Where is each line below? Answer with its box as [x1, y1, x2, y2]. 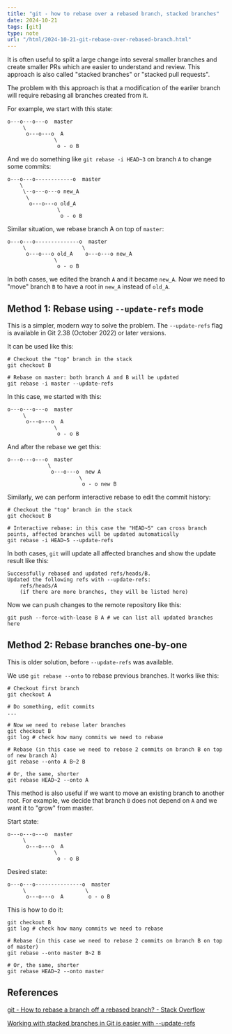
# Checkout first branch [7, 685, 79, 692]
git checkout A [7, 691, 52, 698]
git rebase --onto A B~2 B [7, 758, 86, 765]
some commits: [7, 162, 52, 171]
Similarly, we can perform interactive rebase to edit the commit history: [7, 493, 211, 501]
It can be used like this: [7, 342, 74, 350]
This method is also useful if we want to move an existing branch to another [7, 789, 225, 797]
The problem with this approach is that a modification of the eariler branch [7, 84, 221, 92]
